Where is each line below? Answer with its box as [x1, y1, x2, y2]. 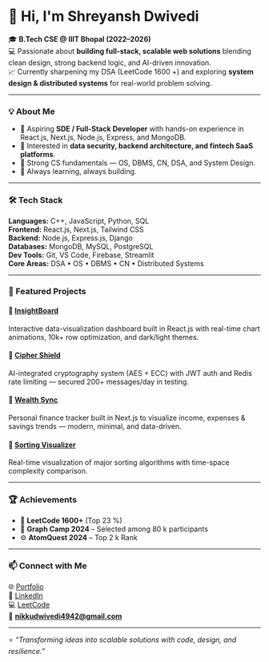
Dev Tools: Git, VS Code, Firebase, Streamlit [8, 250, 155, 260]
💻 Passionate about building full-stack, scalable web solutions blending [8, 46, 251, 55]
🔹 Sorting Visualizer [8, 440, 76, 450]
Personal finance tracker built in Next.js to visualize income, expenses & [8, 413, 246, 423]
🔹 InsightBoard [8, 306, 58, 316]
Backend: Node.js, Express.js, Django [8, 232, 134, 243]
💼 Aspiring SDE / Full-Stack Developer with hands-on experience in [19, 124, 244, 134]
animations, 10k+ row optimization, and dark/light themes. [8, 332, 199, 341]
